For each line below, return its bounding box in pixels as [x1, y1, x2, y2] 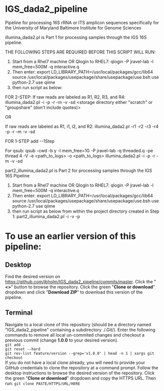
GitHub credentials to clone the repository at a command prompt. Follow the [5, 365, 158, 370]
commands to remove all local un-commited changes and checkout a [5, 332, 145, 338]
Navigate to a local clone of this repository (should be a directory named [5, 321, 151, 327]
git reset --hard [5, 346, 41, 351]
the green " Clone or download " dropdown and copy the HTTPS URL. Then [5, 375, 156, 381]
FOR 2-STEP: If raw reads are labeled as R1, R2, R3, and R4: [5, 94, 126, 100]
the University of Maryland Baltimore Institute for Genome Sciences [5, 24, 141, 30]
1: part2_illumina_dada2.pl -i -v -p [12, 213, 80, 219]
